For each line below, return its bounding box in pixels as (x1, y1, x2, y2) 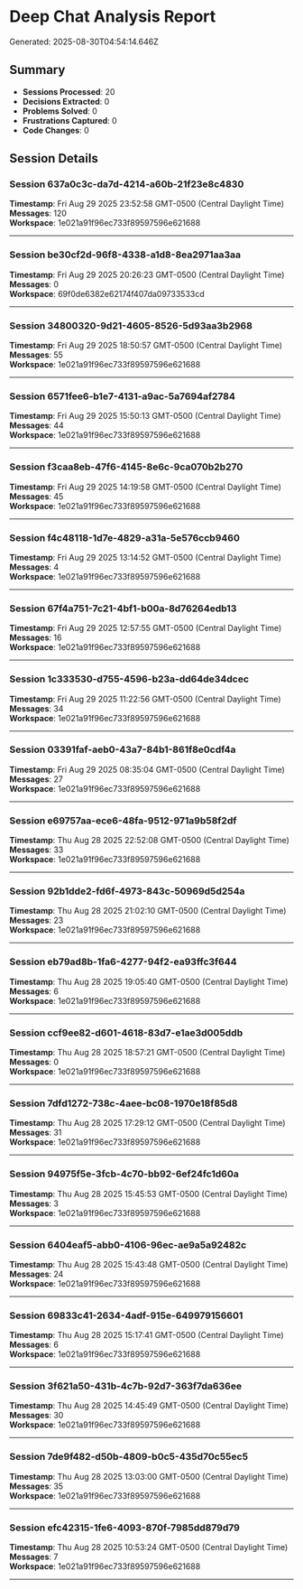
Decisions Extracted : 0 (22, 96, 110, 107)
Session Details (9, 151, 99, 166)
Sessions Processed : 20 (22, 86, 115, 97)
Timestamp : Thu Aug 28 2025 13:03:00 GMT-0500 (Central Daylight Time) (9, 1471, 289, 1482)
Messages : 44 (9, 420, 65, 431)
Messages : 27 (9, 774, 63, 785)
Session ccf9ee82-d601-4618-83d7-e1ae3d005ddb (9, 1027, 243, 1039)
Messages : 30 (9, 1410, 64, 1421)
